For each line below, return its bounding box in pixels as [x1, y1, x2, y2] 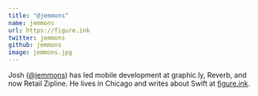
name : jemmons [8, 19, 55, 27]
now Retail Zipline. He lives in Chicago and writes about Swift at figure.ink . [8, 79, 251, 88]
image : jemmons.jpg [8, 48, 73, 56]
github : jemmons [8, 41, 62, 49]
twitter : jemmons [8, 33, 66, 42]
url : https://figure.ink [8, 26, 90, 34]
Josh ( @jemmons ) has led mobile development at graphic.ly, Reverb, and [8, 71, 247, 79]
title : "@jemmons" [8, 11, 69, 20]
